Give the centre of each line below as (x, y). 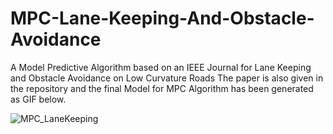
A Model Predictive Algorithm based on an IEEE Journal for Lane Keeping (161, 67)
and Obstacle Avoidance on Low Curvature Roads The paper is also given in (167, 78)
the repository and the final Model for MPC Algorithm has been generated (162, 88)
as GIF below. (38, 99)
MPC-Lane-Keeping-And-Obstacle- (162, 18)
